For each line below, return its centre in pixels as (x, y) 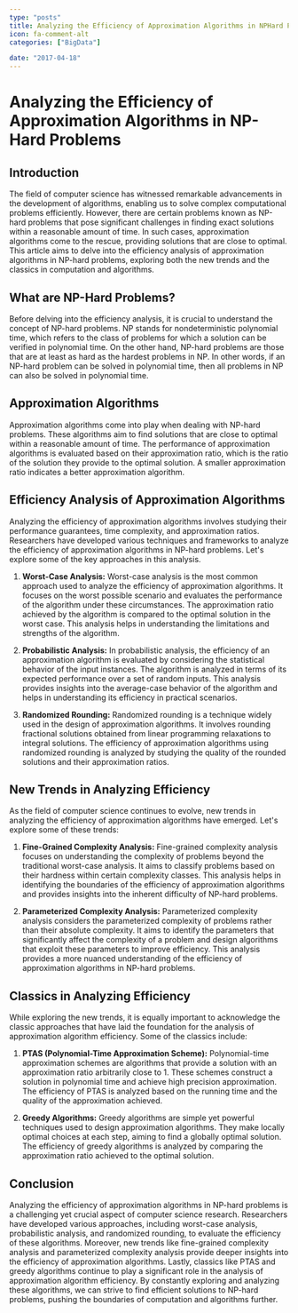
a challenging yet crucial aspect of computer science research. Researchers (149, 1214)
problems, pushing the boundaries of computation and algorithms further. (144, 1299)
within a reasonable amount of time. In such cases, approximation (129, 232)
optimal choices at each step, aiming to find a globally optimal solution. (152, 1137)
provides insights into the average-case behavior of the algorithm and (149, 688)
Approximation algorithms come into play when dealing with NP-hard (135, 425)
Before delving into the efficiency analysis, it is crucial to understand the (141, 318)
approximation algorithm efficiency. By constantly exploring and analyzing (145, 1281)
